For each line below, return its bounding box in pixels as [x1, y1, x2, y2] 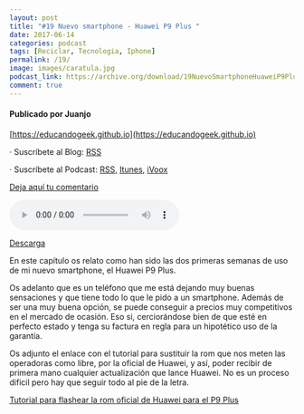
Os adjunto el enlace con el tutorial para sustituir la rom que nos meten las [9, 348, 287, 359]
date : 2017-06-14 [9, 30, 75, 39]
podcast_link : [9, 72, 63, 82]
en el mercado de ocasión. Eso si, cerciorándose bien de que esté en [9, 311, 267, 322]
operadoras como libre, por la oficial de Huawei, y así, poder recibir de [9, 357, 272, 368]
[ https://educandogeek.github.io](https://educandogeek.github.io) [9, 129, 256, 140]
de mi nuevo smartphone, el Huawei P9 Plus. [9, 265, 176, 275]
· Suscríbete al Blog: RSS [9, 146, 102, 157]
